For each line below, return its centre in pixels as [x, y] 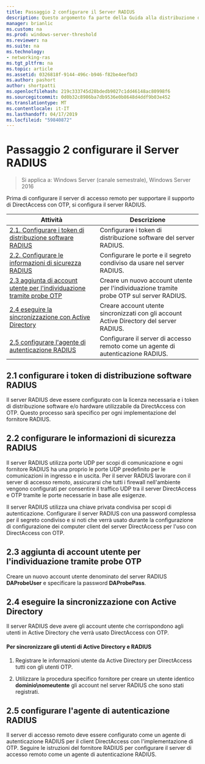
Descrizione [148, 220]
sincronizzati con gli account [141, 313]
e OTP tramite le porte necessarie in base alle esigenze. [76, 495]
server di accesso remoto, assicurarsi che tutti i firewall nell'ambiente [94, 482]
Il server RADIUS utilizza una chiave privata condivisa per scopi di [89, 507]
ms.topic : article [30, 69]
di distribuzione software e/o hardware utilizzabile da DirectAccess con [96, 406]
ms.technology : [26, 52]
